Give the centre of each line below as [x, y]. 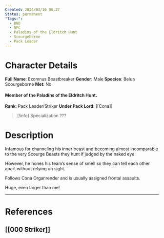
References [29, 212]
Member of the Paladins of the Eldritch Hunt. [51, 95]
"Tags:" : [14, 19]
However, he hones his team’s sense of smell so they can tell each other [78, 163]
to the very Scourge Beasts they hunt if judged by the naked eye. [70, 154]
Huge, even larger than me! [32, 187]
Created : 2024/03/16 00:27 [32, 10]
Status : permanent [24, 14]
